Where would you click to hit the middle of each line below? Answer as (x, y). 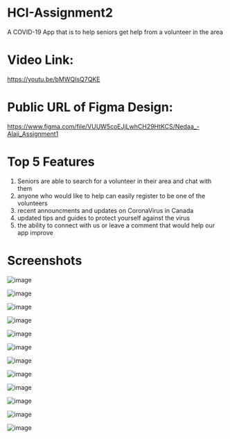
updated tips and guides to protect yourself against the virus (104, 218)
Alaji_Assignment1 (33, 134)
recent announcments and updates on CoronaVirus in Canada (105, 210)
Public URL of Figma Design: (90, 107)
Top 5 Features (51, 162)
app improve (35, 232)
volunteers (33, 203)
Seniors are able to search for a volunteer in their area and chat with (114, 181)
